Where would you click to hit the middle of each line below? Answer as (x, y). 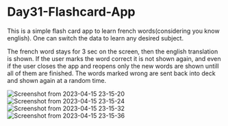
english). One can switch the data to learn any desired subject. (95, 38)
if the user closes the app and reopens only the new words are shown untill (113, 66)
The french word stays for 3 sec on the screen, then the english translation (113, 51)
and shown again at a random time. (57, 80)
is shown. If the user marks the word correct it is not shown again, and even (114, 58)
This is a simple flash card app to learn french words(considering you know (114, 31)
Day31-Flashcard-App (71, 12)
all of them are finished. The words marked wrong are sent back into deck (111, 73)
